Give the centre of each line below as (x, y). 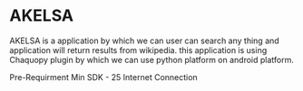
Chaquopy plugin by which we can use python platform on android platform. (152, 59)
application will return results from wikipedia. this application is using (138, 50)
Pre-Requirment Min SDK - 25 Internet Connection (103, 77)
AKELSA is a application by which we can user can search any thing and (144, 41)
